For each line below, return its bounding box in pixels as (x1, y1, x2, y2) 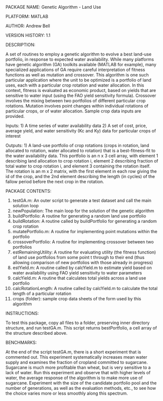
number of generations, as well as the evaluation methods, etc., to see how (5, 385, 156, 391)
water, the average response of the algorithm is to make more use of (5, 375, 143, 381)
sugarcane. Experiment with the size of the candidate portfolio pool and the (5, 380, 157, 386)
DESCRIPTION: (5, 42, 36, 48)
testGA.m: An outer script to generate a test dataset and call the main (12, 198, 152, 203)
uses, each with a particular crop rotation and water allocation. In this (5, 82, 145, 88)
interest (5, 133, 21, 139)
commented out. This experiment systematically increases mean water (5, 354, 147, 360)
